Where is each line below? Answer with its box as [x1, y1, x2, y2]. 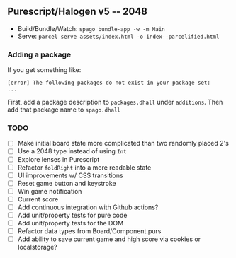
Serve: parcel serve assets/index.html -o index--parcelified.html [17, 32, 220, 40]
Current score [17, 194, 59, 204]
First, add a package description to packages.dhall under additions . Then [7, 98, 223, 107]
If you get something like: [7, 66, 82, 74]
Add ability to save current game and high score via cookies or [17, 235, 201, 243]
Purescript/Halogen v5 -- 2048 [7, 6, 147, 18]
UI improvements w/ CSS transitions [17, 171, 123, 180]
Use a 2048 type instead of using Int [17, 147, 127, 156]
